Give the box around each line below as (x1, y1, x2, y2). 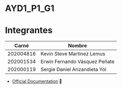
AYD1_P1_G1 (5, 3, 55, 14)
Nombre (68, 42, 87, 49)
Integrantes (5, 25, 53, 36)
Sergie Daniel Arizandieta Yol (40, 66, 107, 73)
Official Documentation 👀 (12, 78, 62, 84)
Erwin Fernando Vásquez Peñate (40, 58, 115, 65)
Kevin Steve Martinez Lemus (40, 51, 106, 57)
